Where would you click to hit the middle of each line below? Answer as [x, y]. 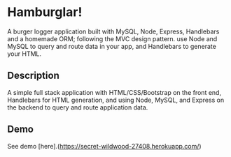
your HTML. [24, 54]
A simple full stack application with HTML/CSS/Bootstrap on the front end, [114, 92]
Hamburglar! [45, 12]
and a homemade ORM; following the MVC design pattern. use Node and [112, 38]
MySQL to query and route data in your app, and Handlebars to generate [112, 46]
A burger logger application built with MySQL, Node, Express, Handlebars [113, 31]
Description [33, 76]
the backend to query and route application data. [78, 107]
